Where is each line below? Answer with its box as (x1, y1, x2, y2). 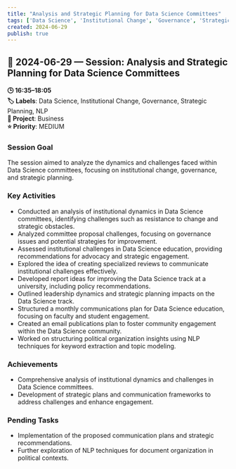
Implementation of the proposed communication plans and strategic (17, 431, 214, 440)
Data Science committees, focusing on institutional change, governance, (7, 166, 218, 175)
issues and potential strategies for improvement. (17, 237, 158, 245)
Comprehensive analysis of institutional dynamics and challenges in (17, 375, 214, 384)
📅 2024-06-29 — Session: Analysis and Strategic (7, 56, 228, 68)
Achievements (7, 359, 58, 369)
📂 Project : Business (7, 114, 65, 123)
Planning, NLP (7, 107, 48, 115)
